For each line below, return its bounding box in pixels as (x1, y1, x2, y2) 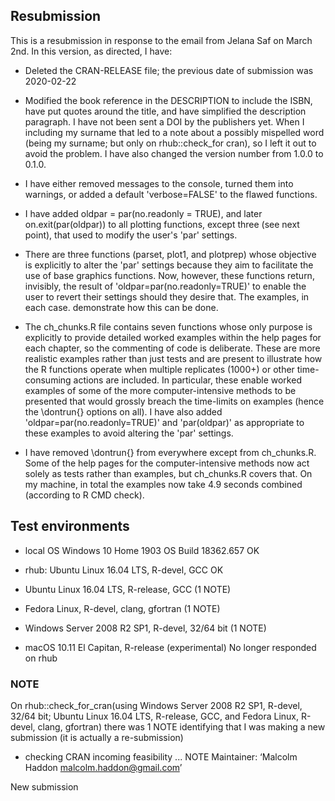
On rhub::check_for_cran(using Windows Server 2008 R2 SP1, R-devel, (10, 699, 303, 711)
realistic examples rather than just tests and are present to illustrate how (24, 352, 323, 364)
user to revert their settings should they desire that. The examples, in (24, 290, 310, 303)
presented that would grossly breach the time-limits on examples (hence (24, 395, 325, 407)
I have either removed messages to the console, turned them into (24, 177, 294, 189)
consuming (24, 374, 72, 386)
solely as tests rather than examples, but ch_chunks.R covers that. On (24, 467, 313, 479)
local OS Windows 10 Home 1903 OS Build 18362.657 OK (24, 544, 260, 556)
